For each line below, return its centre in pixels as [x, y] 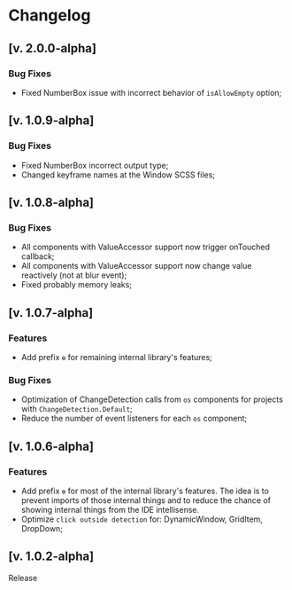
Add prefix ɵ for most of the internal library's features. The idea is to [145, 491]
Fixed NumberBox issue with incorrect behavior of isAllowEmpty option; [151, 92]
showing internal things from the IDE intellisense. [110, 509]
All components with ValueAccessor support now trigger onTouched [146, 247]
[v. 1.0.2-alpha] [51, 557]
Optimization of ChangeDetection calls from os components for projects [152, 399]
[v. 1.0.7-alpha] [51, 313]
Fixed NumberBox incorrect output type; [95, 165]
